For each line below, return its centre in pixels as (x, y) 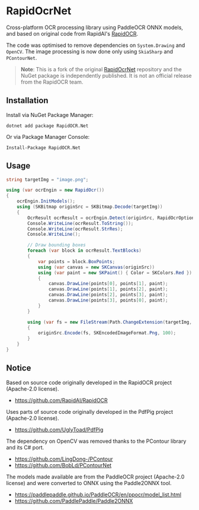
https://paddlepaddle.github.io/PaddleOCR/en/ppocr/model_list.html (98, 495)
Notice (19, 368)
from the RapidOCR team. (52, 82)
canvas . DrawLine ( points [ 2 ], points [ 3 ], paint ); (108, 295)
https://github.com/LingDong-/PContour (64, 459)
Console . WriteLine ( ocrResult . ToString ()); (81, 223)
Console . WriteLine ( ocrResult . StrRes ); (75, 229)
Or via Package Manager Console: (48, 137)
